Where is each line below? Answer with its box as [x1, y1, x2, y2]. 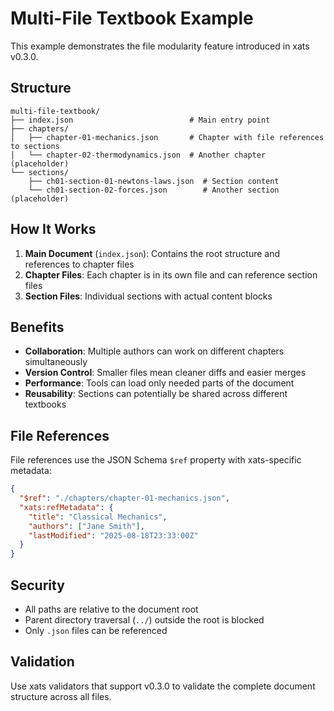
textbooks [24, 398, 67, 411]
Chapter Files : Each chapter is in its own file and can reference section [24, 268, 318, 281]
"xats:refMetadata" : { [19, 502, 114, 512]
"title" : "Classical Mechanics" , [28, 512, 168, 522]
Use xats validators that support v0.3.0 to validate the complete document [10, 680, 316, 692]
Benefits [10, 318, 65, 336]
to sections [10, 141, 60, 151]
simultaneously [24, 356, 88, 368]
